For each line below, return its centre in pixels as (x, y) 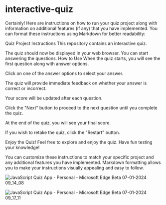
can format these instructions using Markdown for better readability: (75, 33)
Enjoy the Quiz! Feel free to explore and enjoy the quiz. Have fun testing (79, 142)
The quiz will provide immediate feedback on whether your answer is (76, 83)
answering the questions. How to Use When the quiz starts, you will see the (83, 58)
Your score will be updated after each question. (54, 98)
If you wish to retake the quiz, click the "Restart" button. (63, 132)
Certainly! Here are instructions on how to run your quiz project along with (81, 23)
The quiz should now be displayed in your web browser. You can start (77, 53)
